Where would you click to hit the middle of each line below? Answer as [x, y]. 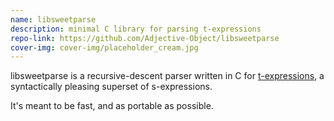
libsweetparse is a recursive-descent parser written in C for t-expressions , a [167, 76]
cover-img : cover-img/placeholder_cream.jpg [104, 47]
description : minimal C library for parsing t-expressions [136, 29]
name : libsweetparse [53, 19]
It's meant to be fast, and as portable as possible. [112, 106]
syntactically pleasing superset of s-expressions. [111, 87]
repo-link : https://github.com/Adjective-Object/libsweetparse [145, 38]
